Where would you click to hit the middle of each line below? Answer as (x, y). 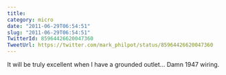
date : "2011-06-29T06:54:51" (49, 26)
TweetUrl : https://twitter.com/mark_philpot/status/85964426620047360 (110, 45)
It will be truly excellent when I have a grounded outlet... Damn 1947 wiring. (113, 64)
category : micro (30, 20)
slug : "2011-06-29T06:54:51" (49, 32)
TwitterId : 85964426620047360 (50, 39)
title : (16, 13)
